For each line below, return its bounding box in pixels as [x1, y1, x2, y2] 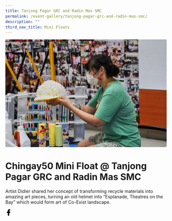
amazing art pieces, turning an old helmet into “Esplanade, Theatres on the [5, 193, 163, 199]
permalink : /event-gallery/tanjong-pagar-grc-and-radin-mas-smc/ [5, 13, 147, 19]
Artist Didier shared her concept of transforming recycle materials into [5, 188, 154, 194]
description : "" [5, 19, 40, 24]
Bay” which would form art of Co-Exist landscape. [5, 199, 111, 205]
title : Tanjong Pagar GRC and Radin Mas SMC [5, 8, 102, 13]
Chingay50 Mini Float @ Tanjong [5, 160, 147, 172]
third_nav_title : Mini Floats [5, 25, 70, 30]
